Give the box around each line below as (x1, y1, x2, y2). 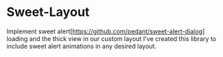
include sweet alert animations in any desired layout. (6, 42, 157, 50)
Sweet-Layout (6, 4, 90, 20)
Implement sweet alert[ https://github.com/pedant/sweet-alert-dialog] (6, 27, 206, 35)
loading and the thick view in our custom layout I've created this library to (6, 34, 217, 42)
